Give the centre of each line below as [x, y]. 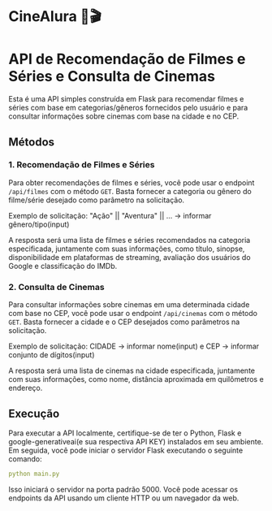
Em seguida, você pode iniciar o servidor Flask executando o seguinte [126, 450]
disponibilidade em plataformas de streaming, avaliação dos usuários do [130, 257]
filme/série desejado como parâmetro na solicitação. [97, 200]
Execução [34, 413]
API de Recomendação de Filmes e [127, 59]
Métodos [32, 142]
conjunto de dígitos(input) [52, 355]
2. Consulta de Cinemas [56, 287]
